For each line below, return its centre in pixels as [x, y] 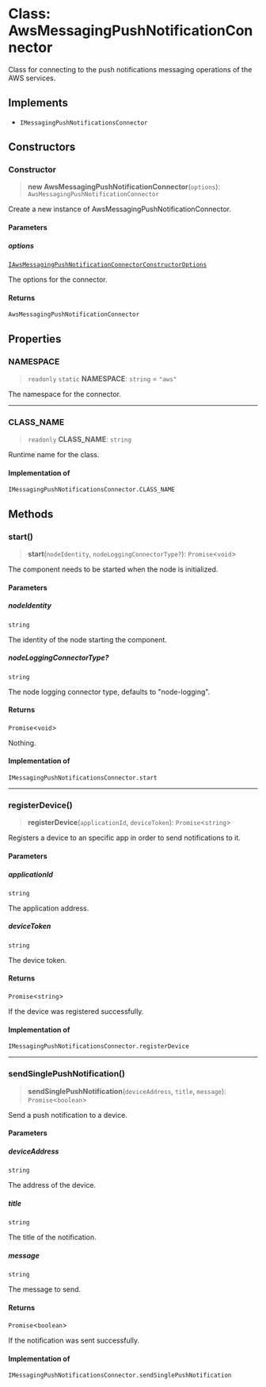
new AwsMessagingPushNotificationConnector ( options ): [123, 187]
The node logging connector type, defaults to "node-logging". [109, 692]
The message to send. [45, 1289]
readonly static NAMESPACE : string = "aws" [102, 379]
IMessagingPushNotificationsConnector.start [83, 778]
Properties [35, 339]
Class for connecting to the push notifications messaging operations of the [130, 69]
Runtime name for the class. [54, 455]
